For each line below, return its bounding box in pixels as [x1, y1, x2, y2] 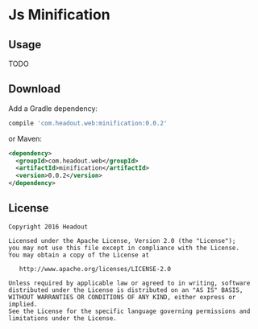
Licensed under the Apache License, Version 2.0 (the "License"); [8, 236, 236, 245]
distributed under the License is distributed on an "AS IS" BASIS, [8, 286, 243, 294]
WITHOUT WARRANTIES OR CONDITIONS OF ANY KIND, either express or [8, 293, 236, 301]
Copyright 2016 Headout [8, 223, 89, 231]
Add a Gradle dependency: [8, 103, 98, 113]
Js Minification [8, 6, 110, 24]
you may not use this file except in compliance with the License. [8, 244, 240, 252]
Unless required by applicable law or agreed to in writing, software [8, 279, 251, 287]
